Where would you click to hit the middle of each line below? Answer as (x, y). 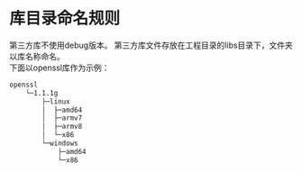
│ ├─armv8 (62, 127)
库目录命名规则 (65, 18)
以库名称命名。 (37, 56)
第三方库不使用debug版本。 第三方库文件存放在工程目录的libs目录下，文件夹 (151, 45)
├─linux (56, 101)
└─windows (60, 144)
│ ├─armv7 (62, 118)
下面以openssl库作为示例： (59, 68)
